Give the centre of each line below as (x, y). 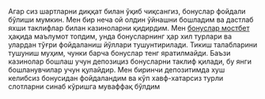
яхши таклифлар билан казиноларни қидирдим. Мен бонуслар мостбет (129, 28)
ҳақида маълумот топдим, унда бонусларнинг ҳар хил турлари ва (120, 36)
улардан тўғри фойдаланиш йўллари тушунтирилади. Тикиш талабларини (133, 45)
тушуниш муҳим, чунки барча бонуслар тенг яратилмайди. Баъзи (119, 53)
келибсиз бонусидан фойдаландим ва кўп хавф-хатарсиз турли (116, 78)
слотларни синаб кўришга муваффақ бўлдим (84, 86)
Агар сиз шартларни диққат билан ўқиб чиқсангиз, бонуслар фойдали (127, 11)
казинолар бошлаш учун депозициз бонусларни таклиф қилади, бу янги (130, 61)
